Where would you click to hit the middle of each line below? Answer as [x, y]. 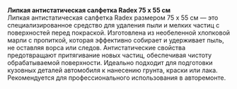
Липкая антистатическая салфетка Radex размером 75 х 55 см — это [113, 18]
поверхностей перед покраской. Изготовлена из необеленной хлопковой [119, 32]
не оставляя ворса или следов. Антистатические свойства [97, 48]
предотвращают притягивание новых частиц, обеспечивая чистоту [110, 55]
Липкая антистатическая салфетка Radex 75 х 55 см [89, 10]
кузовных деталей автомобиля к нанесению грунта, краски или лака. [112, 70]
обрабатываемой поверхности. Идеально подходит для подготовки [110, 63]
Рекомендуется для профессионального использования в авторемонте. [117, 78]
